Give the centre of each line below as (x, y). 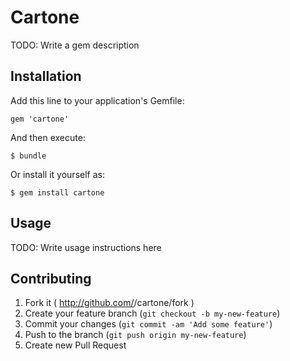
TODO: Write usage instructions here (86, 247)
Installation (46, 76)
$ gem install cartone (57, 192)
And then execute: (48, 137)
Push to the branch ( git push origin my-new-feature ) (135, 335)
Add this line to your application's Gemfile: (97, 100)
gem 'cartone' (40, 119)
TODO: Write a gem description (75, 45)
